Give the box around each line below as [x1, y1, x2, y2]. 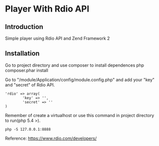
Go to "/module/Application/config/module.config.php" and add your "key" [5, 76, 155, 83]
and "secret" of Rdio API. [5, 82, 55, 88]
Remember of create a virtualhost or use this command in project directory [5, 112, 154, 118]
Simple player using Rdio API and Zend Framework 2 [5, 35, 110, 41]
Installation [5, 49, 40, 58]
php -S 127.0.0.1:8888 [5, 127, 51, 131]
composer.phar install [5, 67, 48, 73]
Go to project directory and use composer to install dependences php [5, 62, 144, 68]
